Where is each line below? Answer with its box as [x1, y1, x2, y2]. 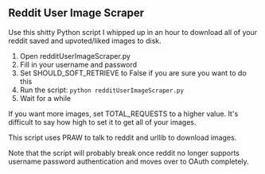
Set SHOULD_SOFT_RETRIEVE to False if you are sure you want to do [19, 68, 247, 78]
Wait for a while [19, 93, 72, 102]
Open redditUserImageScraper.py [19, 51, 131, 60]
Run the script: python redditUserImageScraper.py [19, 85, 185, 95]
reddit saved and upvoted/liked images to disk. [8, 36, 162, 45]
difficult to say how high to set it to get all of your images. [8, 117, 197, 126]
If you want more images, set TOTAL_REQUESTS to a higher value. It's [8, 109, 239, 118]
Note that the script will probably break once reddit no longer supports [8, 148, 240, 157]
